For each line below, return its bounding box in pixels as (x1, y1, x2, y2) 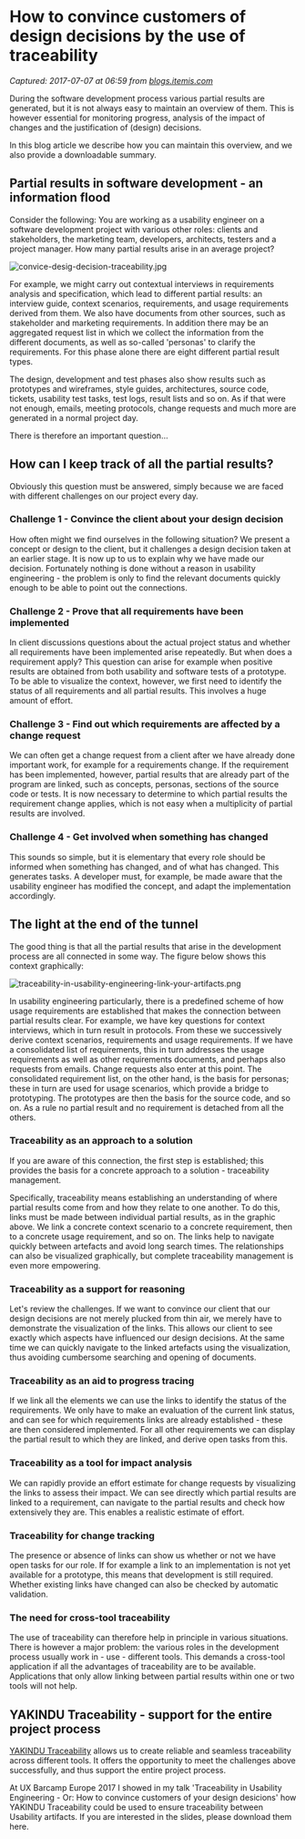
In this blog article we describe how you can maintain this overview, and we (9, 139, 293, 150)
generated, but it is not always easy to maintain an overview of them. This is (9, 102, 294, 113)
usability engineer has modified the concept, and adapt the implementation (9, 880, 291, 891)
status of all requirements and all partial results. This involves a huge (9, 685, 267, 696)
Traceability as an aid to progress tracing (9, 1374, 195, 1387)
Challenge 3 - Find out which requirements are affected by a (9, 718, 280, 731)
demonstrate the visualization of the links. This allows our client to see (9, 1323, 273, 1334)
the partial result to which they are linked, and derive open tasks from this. (9, 1433, 289, 1445)
